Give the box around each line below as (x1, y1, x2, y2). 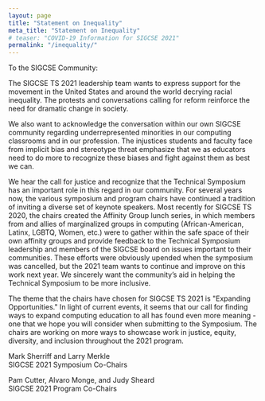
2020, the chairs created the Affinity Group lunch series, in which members (8, 211, 255, 220)
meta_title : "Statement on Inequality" (8, 26, 141, 34)
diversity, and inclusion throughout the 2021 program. (8, 336, 185, 346)
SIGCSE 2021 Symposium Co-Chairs (8, 360, 128, 370)
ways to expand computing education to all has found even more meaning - (8, 311, 256, 321)
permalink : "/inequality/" (8, 41, 98, 49)
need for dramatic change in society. (8, 104, 129, 114)
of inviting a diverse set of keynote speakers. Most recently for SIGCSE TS (8, 202, 252, 212)
